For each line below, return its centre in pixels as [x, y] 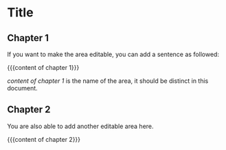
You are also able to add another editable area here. [80, 126]
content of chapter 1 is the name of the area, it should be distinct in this [108, 81]
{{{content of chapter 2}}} [44, 139]
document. [22, 88]
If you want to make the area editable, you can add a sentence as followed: [113, 54]
